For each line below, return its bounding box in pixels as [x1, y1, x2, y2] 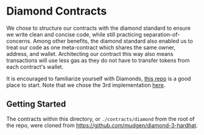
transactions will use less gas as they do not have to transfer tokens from [6, 57, 190, 64]
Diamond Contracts [6, 4, 107, 18]
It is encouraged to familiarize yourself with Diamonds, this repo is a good [6, 75, 191, 82]
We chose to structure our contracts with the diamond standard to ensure [6, 24, 191, 32]
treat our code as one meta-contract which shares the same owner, [6, 44, 175, 51]
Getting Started [6, 99, 66, 109]
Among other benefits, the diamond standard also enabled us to [32, 37, 193, 44]
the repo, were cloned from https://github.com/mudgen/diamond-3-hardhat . [6, 122, 198, 129]
